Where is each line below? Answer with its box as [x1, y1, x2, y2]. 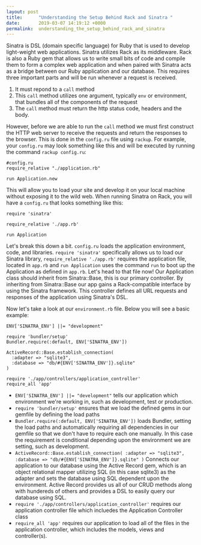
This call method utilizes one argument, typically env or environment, [14, 92, 187, 99]
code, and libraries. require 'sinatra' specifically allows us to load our [6, 249, 184, 256]
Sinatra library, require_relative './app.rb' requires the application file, [6, 255, 187, 262]
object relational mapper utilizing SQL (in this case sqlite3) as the [14, 469, 176, 476]
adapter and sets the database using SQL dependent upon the [14, 475, 169, 482]
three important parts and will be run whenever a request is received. [6, 74, 177, 81]
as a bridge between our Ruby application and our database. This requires [6, 67, 190, 75]
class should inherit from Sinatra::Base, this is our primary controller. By [6, 274, 184, 282]
